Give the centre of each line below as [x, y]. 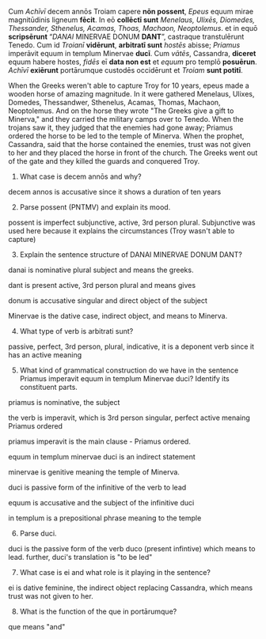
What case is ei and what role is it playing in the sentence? [115, 572]
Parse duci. [38, 533]
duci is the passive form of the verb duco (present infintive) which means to [132, 548]
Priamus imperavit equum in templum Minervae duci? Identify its [124, 378]
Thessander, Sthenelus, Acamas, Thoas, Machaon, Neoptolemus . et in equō [133, 28]
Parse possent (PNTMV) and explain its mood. [95, 207]
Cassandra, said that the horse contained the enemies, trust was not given [129, 144]
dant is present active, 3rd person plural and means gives [102, 285]
